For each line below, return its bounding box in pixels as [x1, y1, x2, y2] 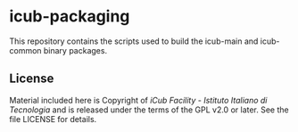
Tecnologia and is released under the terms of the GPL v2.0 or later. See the [9, 104, 289, 115]
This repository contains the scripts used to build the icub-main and [9, 36, 259, 46]
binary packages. [43, 45, 108, 55]
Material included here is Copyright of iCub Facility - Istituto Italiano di [9, 95, 268, 105]
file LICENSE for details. [9, 113, 97, 124]
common [9, 45, 42, 55]
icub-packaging [9, 6, 130, 27]
